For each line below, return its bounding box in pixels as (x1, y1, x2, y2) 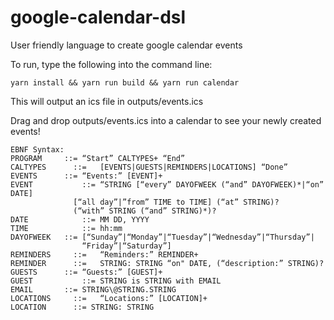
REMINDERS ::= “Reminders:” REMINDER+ (10, 249, 199, 260)
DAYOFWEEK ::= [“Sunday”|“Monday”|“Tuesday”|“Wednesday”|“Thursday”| (10, 232, 315, 242)
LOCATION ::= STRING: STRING (10, 302, 155, 312)
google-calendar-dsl (10, 6, 187, 29)
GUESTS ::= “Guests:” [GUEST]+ (10, 267, 163, 277)
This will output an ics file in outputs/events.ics (10, 95, 204, 107)
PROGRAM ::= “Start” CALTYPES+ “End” (10, 153, 186, 163)
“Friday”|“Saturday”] (81, 241, 172, 251)
